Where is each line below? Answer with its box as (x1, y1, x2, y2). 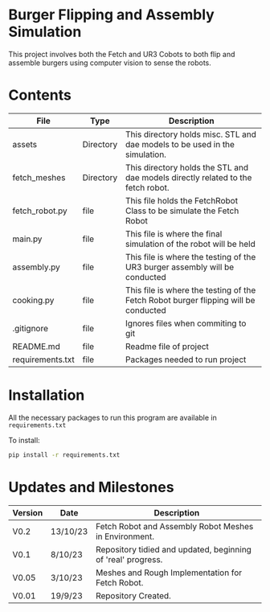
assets (12, 138, 38, 150)
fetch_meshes (12, 171, 66, 183)
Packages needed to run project (125, 354, 247, 365)
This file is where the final (125, 228, 223, 239)
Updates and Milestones (8, 478, 174, 496)
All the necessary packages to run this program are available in (8, 413, 217, 422)
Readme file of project (125, 340, 209, 351)
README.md (12, 340, 60, 351)
